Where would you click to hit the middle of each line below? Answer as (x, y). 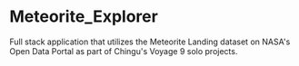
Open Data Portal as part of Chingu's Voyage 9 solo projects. (124, 51)
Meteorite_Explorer (84, 17)
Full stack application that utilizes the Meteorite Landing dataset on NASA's (150, 42)
